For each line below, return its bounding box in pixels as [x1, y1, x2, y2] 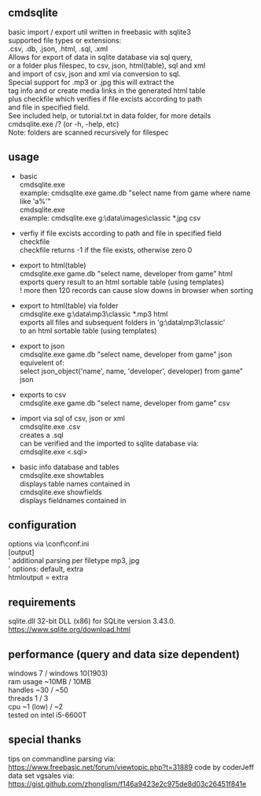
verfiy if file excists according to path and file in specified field [19, 228, 222, 238]
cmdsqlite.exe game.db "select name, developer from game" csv [19, 398, 230, 408]
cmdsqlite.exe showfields [19, 487, 102, 497]
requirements [8, 595, 76, 609]
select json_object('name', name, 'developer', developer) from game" [19, 366, 244, 376]
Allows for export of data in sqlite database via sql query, [8, 52, 193, 61]
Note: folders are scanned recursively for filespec [8, 128, 169, 137]
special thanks [8, 733, 82, 746]
